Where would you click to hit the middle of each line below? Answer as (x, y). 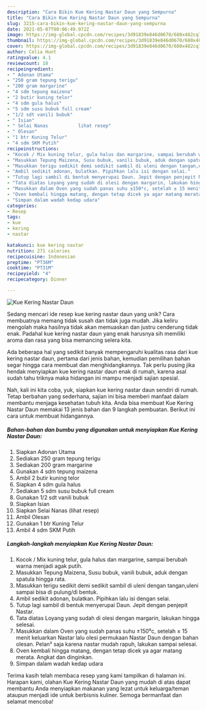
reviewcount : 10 (28, 63)
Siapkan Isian (33, 504)
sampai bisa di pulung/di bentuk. (57, 592)
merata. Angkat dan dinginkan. (54, 657)
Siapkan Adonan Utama (46, 451)
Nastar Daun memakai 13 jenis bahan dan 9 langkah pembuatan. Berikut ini (101, 409)
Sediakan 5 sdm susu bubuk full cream (65, 491)
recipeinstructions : (33, 149)
